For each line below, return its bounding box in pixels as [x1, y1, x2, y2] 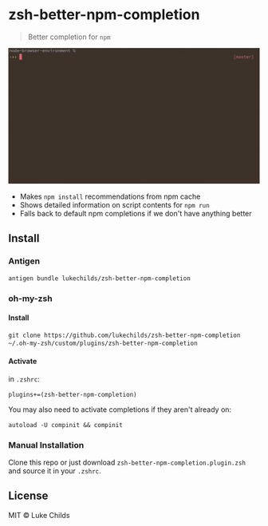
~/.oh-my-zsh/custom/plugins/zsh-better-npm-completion [8, 339, 198, 348]
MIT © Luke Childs [8, 510, 70, 520]
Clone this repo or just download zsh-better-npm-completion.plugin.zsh [8, 457, 246, 467]
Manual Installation [8, 439, 85, 450]
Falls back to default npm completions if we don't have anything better [19, 208, 253, 218]
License [8, 489, 49, 503]
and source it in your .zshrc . [8, 465, 101, 476]
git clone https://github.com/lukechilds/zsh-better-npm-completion [8, 331, 241, 340]
